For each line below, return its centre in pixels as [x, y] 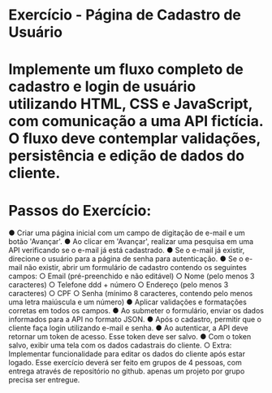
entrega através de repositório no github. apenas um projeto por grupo [127, 371]
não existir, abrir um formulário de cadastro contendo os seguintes [136, 268]
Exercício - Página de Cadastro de [125, 15]
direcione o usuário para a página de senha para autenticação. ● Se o [126, 259]
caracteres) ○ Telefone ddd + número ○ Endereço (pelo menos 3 [119, 285]
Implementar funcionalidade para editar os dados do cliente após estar [127, 354]
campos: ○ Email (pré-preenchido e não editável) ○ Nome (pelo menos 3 [132, 276]
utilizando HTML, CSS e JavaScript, [131, 104]
